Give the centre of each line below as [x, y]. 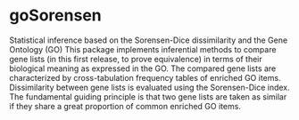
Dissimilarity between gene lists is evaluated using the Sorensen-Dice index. [149, 87]
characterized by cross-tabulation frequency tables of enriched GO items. [145, 77]
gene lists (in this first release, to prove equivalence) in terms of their [136, 59]
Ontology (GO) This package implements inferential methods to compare [143, 49]
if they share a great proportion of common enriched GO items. [125, 106]
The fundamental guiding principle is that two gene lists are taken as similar [148, 96]
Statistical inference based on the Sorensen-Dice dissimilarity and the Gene [149, 40]
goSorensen [55, 16]
